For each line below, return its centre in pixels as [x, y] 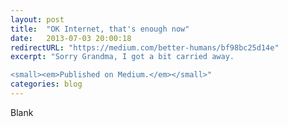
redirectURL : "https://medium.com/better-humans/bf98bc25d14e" [145, 47]
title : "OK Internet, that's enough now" [100, 29]
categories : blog [46, 84]
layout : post [37, 19]
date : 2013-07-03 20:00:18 [71, 38]
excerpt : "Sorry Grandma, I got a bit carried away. [122, 57]
